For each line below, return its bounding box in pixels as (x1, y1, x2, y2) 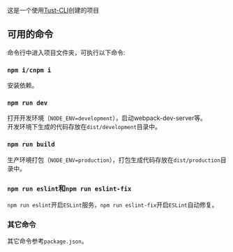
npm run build (7, 140, 55, 149)
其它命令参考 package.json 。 (7, 237, 88, 246)
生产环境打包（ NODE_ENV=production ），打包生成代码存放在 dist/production (7, 156, 221, 164)
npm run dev (7, 99, 48, 107)
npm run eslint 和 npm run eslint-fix (7, 184, 132, 193)
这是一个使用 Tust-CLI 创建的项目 (7, 6, 100, 14)
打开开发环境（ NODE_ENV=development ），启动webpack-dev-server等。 (7, 114, 207, 122)
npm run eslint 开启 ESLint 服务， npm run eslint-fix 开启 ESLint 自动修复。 (7, 201, 218, 209)
